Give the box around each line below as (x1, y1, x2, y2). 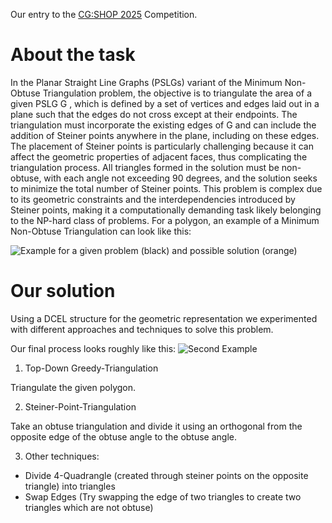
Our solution (10, 280, 116, 303)
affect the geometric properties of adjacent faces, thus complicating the (10, 150, 308, 163)
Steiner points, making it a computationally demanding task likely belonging (10, 204, 322, 216)
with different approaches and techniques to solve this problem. (10, 323, 274, 335)
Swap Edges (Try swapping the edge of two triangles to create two (24, 490, 302, 503)
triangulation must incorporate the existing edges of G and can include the (10, 119, 317, 131)
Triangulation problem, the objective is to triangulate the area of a (42, 87, 312, 99)
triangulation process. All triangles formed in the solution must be (10, 161, 280, 173)
